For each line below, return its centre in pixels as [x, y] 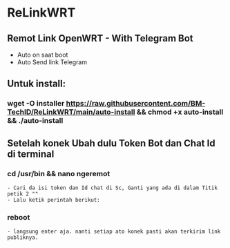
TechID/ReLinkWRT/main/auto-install [71, 112]
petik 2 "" [23, 194]
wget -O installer [36, 104]
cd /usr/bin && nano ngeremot [59, 173]
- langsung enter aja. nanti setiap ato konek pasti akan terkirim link [114, 232]
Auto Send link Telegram [52, 62]
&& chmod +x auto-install [180, 112]
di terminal [31, 154]
